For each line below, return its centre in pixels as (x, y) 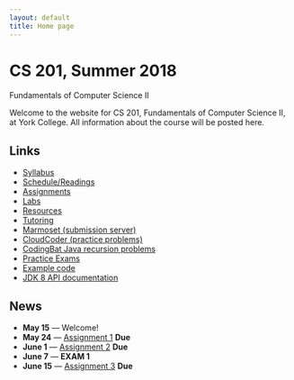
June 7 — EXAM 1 (56, 357)
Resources (42, 211)
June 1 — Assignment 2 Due (75, 347)
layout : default (40, 18)
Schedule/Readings (58, 182)
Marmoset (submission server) (79, 230)
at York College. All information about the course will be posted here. (137, 122)
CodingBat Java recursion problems (89, 249)
